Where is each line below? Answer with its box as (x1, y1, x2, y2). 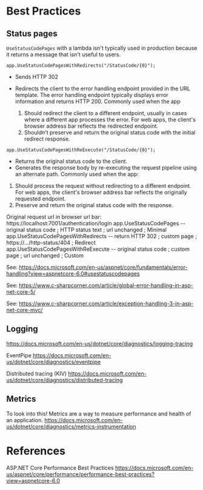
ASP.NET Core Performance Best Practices (6, 464, 114, 471)
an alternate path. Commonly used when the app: (15, 171, 139, 177)
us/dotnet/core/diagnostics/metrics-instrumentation (6, 423, 136, 430)
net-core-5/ (6, 288, 36, 295)
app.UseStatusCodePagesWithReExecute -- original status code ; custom (6, 245, 190, 253)
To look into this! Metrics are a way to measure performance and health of (6, 410, 191, 417)
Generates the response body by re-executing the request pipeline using (15, 164, 197, 171)
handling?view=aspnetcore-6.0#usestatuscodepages (6, 270, 140, 277)
